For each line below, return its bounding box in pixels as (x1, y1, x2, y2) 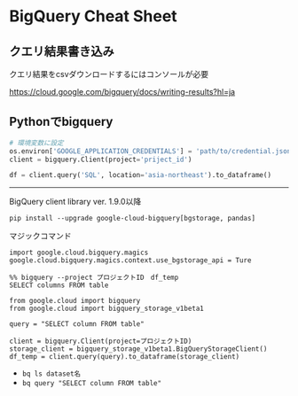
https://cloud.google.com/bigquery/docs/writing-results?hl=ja (9, 87, 236, 97)
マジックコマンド (9, 230, 72, 241)
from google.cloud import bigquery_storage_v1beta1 (9, 304, 204, 314)
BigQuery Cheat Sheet (9, 6, 177, 27)
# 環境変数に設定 (9, 138, 64, 147)
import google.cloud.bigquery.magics (9, 248, 149, 258)
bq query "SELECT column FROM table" (21, 379, 162, 388)
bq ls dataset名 (21, 369, 82, 378)
